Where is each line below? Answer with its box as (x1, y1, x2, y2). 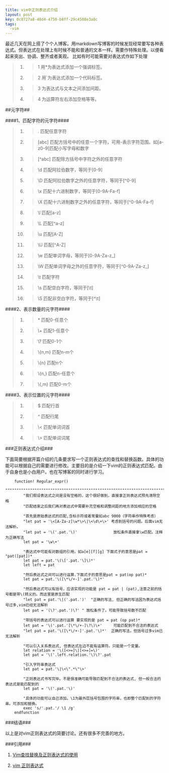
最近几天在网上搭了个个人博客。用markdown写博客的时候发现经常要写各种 (5, 41, 159, 47)
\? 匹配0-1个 (37, 339, 63, 345)
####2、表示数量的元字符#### (5, 306, 70, 312)
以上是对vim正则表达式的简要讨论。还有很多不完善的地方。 (5, 730, 127, 737)
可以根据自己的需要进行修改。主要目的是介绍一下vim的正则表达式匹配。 (9, 463, 158, 469)
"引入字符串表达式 (23, 662, 56, 668)
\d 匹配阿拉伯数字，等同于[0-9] (37, 167, 103, 173)
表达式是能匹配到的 (5, 682, 39, 687)
